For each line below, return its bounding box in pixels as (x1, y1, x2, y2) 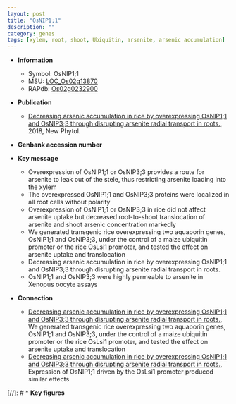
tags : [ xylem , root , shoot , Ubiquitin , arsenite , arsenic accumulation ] (7, 37, 225, 44)
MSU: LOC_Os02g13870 (27, 77, 98, 85)
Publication (17, 98, 52, 106)
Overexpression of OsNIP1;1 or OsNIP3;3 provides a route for (27, 168, 205, 176)
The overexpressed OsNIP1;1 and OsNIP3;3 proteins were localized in (27, 190, 230, 199)
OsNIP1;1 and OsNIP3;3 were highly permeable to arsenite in (27, 273, 204, 281)
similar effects (27, 375, 70, 384)
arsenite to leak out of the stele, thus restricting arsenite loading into (27, 176, 227, 184)
